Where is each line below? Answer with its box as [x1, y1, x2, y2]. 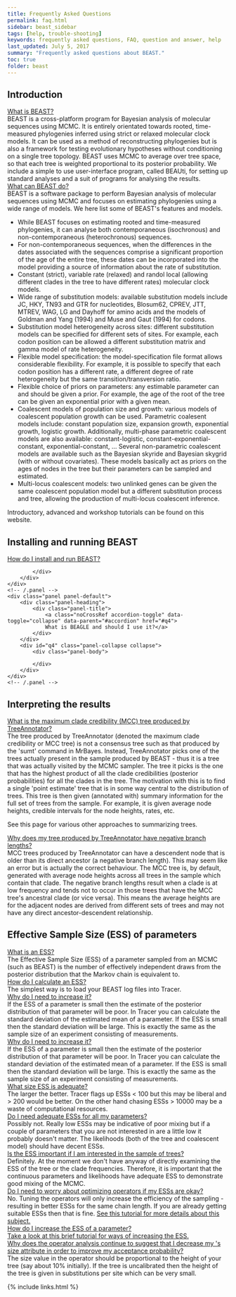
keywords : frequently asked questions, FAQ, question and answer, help [7, 37, 221, 44]
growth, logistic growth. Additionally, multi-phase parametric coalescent [17, 427, 227, 436]
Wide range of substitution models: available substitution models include [17, 293, 228, 301]
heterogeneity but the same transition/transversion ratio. [17, 375, 181, 383]
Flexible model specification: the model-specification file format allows [17, 352, 223, 361]
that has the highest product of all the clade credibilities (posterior [7, 769, 199, 778]
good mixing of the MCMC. [7, 1179, 86, 1187]
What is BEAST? [7, 107, 54, 116]
